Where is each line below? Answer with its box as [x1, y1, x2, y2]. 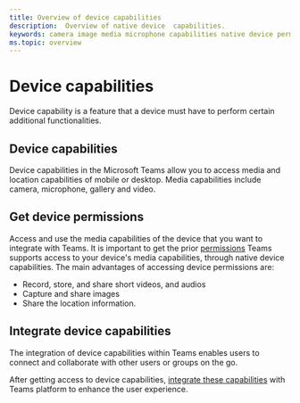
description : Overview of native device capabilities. [9, 21, 226, 30]
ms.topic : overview [9, 37, 82, 47]
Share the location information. [21, 298, 137, 308]
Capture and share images [21, 288, 121, 299]
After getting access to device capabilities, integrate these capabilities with [9, 374, 286, 384]
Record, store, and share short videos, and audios [21, 278, 206, 290]
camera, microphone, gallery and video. [9, 184, 156, 194]
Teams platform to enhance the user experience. [9, 383, 188, 394]
